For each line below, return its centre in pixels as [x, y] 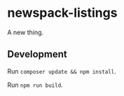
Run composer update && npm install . [62, 71]
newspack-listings [62, 13]
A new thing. [26, 32]
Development [37, 54]
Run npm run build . [35, 85]
